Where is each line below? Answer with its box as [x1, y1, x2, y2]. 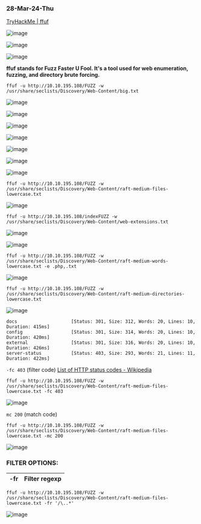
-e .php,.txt [44, 264, 77, 270]
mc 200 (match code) [6, 411, 57, 418]
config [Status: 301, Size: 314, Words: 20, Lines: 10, [6, 329, 196, 335]
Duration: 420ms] [6, 334, 50, 341]
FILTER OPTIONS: [6, 459, 59, 467]
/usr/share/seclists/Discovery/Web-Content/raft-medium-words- [6, 258, 169, 264]
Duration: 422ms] [6, 355, 50, 362]
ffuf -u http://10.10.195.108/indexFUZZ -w [6, 213, 118, 220]
